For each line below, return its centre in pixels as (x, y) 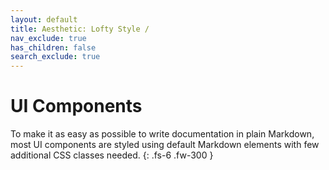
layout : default (44, 19)
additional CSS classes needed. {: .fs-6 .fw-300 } (112, 155)
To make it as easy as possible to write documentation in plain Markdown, (162, 134)
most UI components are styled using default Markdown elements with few (165, 145)
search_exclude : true (55, 57)
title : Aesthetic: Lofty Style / (80, 29)
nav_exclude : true (48, 38)
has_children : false (53, 47)
